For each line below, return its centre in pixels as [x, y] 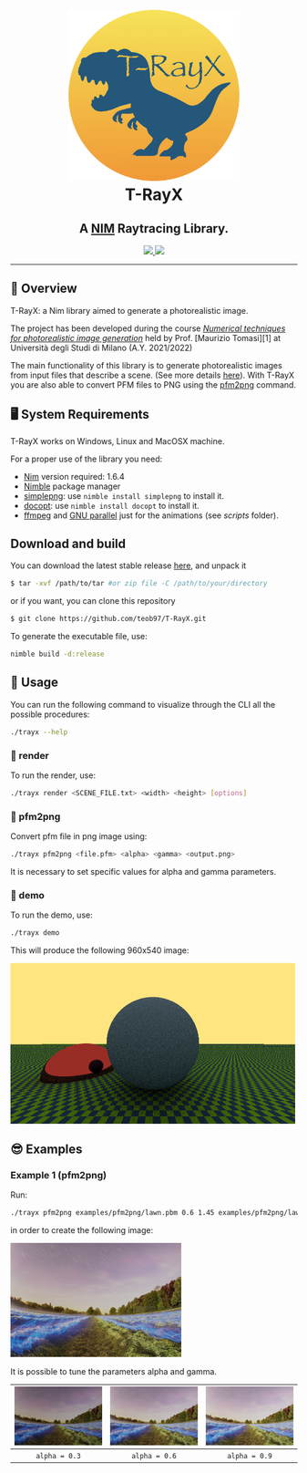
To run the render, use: [53, 775]
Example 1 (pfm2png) [59, 1175]
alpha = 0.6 [154, 1457]
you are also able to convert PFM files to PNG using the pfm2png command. [153, 384]
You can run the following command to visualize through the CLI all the [143, 704]
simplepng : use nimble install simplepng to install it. [123, 495]
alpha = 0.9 [250, 1457]
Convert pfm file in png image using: [79, 836]
